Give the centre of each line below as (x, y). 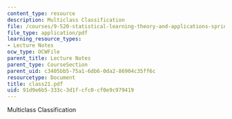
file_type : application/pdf (48, 33)
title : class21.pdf (35, 84)
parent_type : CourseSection (48, 65)
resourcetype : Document (41, 77)
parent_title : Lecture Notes (49, 58)
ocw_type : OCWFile (33, 52)
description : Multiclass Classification (66, 20)
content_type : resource (41, 13)
